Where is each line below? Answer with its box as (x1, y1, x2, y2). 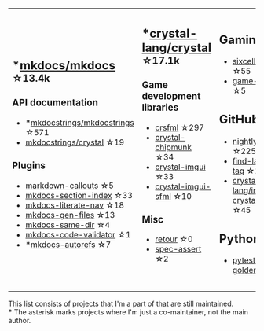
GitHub (218, 112, 259, 127)
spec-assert (155, 244, 202, 255)
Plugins (12, 160, 46, 172)
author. (8, 316, 31, 325)
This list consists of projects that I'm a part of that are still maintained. (8, 299, 234, 309)
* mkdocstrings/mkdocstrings (25, 117, 135, 128)
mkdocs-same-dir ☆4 (25, 219, 111, 230)
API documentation (12, 97, 98, 109)
